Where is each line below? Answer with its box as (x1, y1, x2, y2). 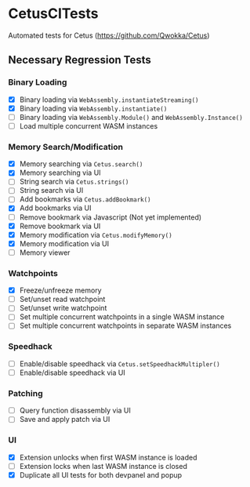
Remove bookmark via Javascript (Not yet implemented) (19, 213, 202, 222)
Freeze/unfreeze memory (19, 285, 102, 295)
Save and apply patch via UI (19, 415, 111, 424)
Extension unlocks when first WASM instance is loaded (19, 452, 197, 462)
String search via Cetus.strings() (19, 177, 129, 187)
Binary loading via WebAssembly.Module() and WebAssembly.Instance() (19, 112, 243, 122)
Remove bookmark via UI (19, 221, 101, 231)
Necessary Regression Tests (8, 53, 151, 67)
